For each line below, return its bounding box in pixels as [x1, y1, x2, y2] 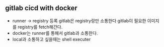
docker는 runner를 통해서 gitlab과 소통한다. [12, 30, 98, 36]
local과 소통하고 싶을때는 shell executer [12, 36, 91, 42]
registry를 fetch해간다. [17, 24, 63, 30]
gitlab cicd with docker [5, 4, 78, 12]
